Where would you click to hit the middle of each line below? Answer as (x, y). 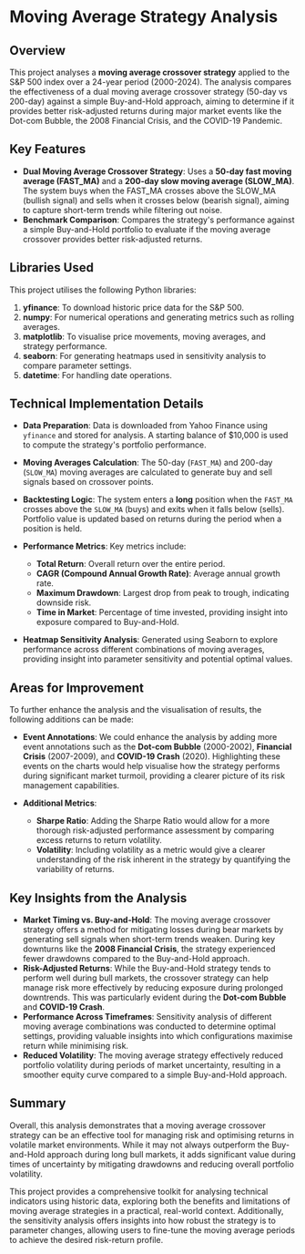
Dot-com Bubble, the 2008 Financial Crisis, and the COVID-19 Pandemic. (146, 121)
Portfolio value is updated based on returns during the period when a (152, 519)
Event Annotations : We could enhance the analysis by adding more (150, 737)
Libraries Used (51, 267)
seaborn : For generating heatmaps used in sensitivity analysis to (144, 355)
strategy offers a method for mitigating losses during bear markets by (153, 930)
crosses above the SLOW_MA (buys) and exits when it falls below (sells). (153, 509)
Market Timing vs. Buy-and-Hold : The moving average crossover (147, 920)
